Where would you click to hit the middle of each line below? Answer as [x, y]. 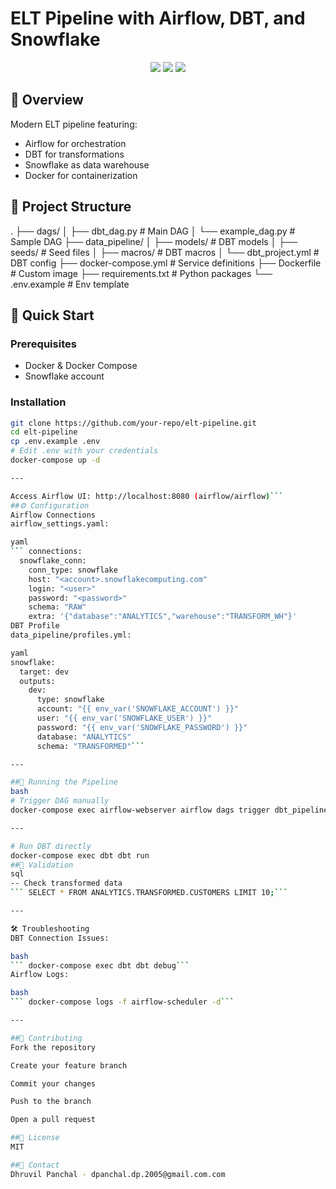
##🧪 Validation [42, 865]
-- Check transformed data [66, 883]
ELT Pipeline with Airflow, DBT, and [158, 18]
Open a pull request [53, 1120]
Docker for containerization [81, 175]
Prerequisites [43, 344]
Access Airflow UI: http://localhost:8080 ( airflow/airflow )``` [147, 496]
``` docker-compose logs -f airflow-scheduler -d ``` [122, 1002]
